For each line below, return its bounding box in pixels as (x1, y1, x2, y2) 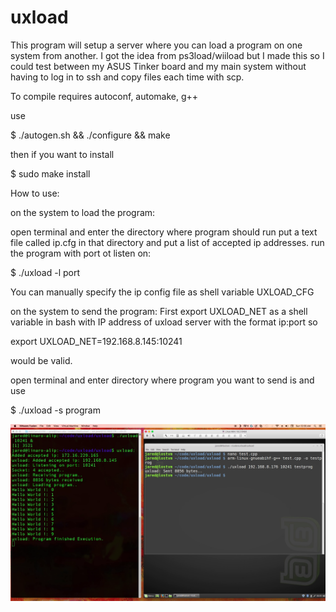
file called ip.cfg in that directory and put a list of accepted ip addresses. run (10, 236, 325, 248)
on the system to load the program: (10, 206, 156, 218)
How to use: (10, 187, 60, 199)
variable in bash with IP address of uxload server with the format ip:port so (10, 316, 318, 328)
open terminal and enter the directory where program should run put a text (10, 226, 318, 238)
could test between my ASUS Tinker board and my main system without (10, 60, 307, 72)
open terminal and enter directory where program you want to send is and (10, 374, 315, 386)
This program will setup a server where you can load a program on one (10, 39, 303, 51)
